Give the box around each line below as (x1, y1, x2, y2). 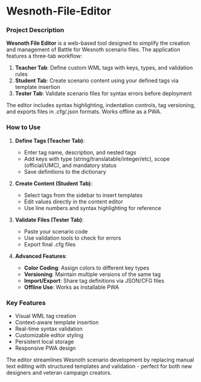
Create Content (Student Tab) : (14, 180, 92, 187)
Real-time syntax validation (14, 325, 83, 332)
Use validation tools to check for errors (24, 234, 121, 242)
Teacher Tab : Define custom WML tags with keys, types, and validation (14, 64, 193, 71)
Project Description (6, 26, 65, 35)
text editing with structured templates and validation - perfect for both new (6, 363, 192, 370)
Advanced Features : (14, 252, 68, 260)
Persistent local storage (14, 338, 74, 346)
